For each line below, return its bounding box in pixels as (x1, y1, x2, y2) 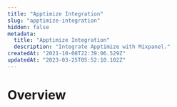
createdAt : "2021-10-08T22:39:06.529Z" (7, 50, 126, 57)
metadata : (7, 30, 37, 38)
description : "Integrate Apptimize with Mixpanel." (14, 43, 171, 50)
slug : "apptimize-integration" (7, 17, 101, 24)
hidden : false (7, 23, 50, 30)
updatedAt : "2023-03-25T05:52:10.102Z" (7, 57, 126, 64)
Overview (7, 86, 66, 103)
